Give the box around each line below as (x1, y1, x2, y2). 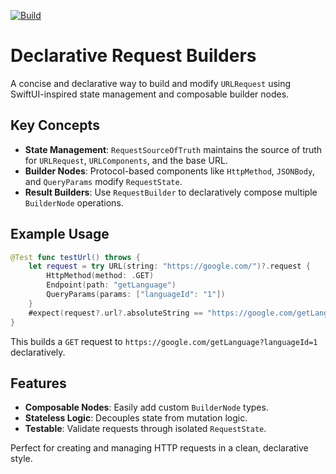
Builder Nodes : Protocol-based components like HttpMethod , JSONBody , (24, 165, 316, 177)
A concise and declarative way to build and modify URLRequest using (10, 77, 292, 89)
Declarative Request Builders (10, 45, 257, 67)
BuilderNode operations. (24, 196, 124, 209)
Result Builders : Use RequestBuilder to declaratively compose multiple (24, 186, 318, 198)
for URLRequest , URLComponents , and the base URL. (24, 154, 228, 166)
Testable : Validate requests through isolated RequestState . (24, 423, 267, 435)
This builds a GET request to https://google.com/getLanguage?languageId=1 (10, 335, 318, 347)
